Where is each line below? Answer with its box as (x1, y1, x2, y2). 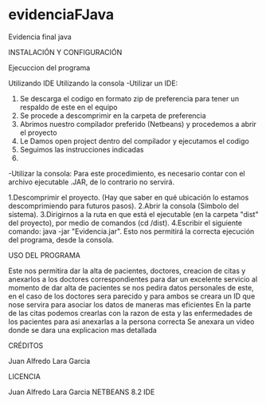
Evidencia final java (8, 32, 72, 41)
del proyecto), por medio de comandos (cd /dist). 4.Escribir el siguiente (8, 218, 243, 227)
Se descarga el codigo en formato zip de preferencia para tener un (19, 93, 240, 103)
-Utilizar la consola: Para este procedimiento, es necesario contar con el (8, 168, 245, 178)
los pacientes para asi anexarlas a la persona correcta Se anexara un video (8, 317, 255, 326)
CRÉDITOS (8, 341, 44, 350)
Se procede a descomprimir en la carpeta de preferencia (19, 110, 206, 121)
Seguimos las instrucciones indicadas (19, 144, 144, 154)
